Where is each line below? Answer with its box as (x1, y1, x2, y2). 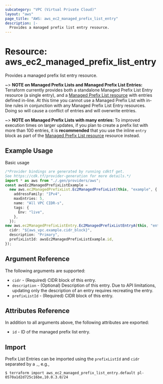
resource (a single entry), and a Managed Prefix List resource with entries (5, 92, 153, 98)
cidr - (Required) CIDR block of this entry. (12, 277, 96, 283)
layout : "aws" (5, 12, 34, 17)
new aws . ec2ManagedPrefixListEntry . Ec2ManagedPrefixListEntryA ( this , (5, 223, 149, 228)
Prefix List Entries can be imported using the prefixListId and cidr (5, 356, 140, 362)
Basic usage (5, 159, 30, 165)
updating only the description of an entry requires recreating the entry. (12, 287, 154, 293)
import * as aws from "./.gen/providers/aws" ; (5, 178, 101, 183)
